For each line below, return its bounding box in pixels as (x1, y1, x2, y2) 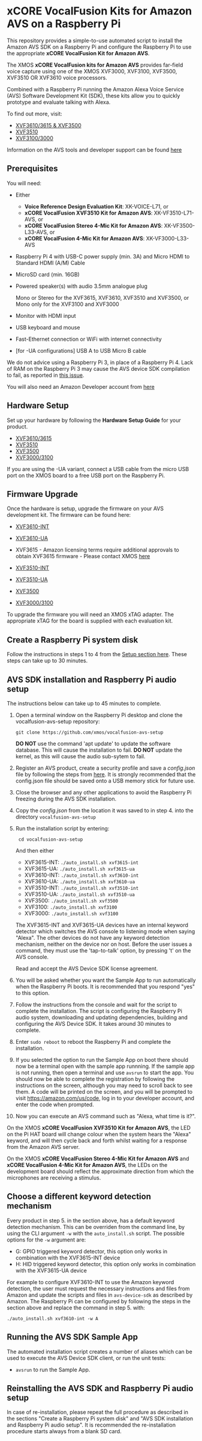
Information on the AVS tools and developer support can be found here (7, 146, 182, 153)
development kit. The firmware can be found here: (7, 511, 131, 519)
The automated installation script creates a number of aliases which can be (7, 1348, 192, 1355)
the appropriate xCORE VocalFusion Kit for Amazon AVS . (7, 49, 150, 56)
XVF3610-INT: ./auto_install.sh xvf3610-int (24, 871, 139, 879)
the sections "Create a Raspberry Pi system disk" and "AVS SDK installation (7, 1415, 194, 1422)
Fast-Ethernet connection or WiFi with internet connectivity (15, 335, 162, 343)
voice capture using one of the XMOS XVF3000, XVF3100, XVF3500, (7, 67, 177, 75)
